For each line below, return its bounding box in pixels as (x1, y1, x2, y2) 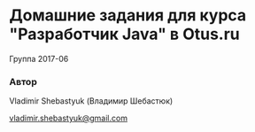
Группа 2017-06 (9, 53, 69, 64)
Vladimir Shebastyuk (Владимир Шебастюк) (9, 96, 174, 106)
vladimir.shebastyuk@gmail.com (9, 113, 128, 124)
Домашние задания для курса (9, 5, 247, 26)
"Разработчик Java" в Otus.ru (9, 24, 241, 44)
